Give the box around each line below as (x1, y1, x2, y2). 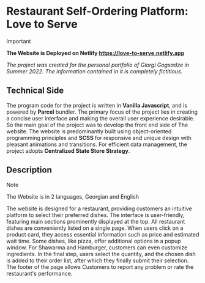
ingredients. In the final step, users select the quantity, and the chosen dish (6, 250, 196, 257)
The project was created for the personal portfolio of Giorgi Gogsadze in (6, 61, 190, 68)
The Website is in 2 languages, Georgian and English (6, 193, 140, 200)
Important (6, 37, 31, 45)
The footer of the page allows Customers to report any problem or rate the (6, 263, 194, 270)
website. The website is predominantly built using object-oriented (6, 127, 172, 135)
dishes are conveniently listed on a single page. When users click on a (6, 224, 184, 232)
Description (6, 165, 52, 175)
